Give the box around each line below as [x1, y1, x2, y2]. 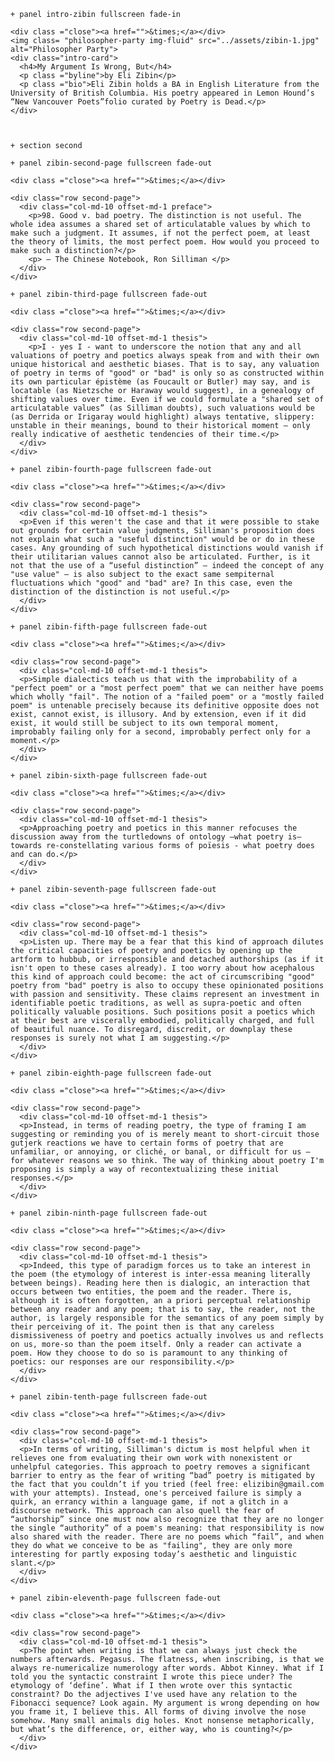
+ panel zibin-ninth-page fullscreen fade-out [10, 1208, 208, 1218]
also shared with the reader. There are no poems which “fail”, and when [10, 1532, 325, 1542]
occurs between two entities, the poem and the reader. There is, [10, 1287, 293, 1297]
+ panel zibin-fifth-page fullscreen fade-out [10, 622, 208, 632]
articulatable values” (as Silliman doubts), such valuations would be [10, 403, 315, 413]
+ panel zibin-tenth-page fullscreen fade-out [10, 1392, 208, 1402]
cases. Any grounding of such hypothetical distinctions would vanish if [10, 543, 325, 553]
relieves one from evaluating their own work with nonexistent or [10, 1453, 293, 1463]
